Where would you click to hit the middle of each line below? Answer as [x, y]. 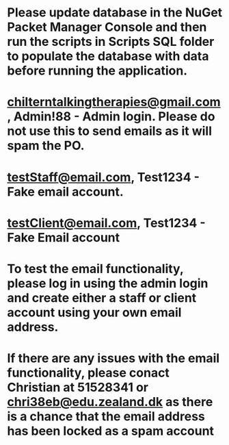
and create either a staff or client [102, 297]
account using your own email [94, 312]
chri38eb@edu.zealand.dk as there [110, 402]
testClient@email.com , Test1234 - [107, 223]
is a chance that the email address [106, 417]
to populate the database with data [108, 56]
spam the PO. [46, 146]
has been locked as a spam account [110, 431]
